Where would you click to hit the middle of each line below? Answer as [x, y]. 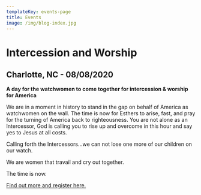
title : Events [24, 17]
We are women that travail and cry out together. [65, 162]
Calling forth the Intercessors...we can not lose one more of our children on [99, 144]
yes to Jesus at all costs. [37, 133]
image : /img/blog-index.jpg [41, 23]
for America [22, 95]
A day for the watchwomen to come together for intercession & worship [97, 89]
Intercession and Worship [72, 52]
